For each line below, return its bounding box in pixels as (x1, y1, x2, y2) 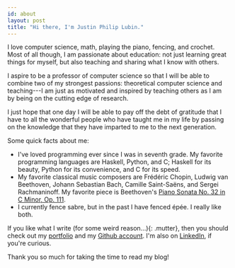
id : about (7, 10, 37, 18)
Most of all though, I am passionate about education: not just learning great (7, 50, 227, 59)
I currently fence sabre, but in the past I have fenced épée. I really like (17, 203, 222, 211)
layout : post (7, 17, 46, 24)
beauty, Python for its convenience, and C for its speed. (17, 165, 180, 174)
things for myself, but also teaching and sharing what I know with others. (7, 58, 219, 66)
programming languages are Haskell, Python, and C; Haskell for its (17, 158, 212, 166)
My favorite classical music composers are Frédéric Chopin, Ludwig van (17, 173, 229, 181)
